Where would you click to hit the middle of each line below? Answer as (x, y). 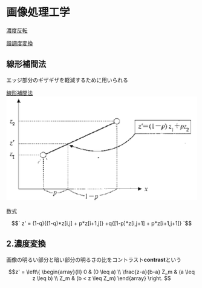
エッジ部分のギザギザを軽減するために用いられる (67, 80)
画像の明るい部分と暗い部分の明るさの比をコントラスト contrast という (94, 260)
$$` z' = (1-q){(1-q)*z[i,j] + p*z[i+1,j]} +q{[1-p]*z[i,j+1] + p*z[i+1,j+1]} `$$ (102, 223)
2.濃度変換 (26, 244)
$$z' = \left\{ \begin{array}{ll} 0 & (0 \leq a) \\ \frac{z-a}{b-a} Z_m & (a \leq (102, 272)
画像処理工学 (38, 12)
